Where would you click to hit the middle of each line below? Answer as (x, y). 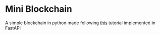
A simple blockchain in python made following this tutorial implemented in (80, 23)
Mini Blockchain (39, 9)
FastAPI (13, 28)
